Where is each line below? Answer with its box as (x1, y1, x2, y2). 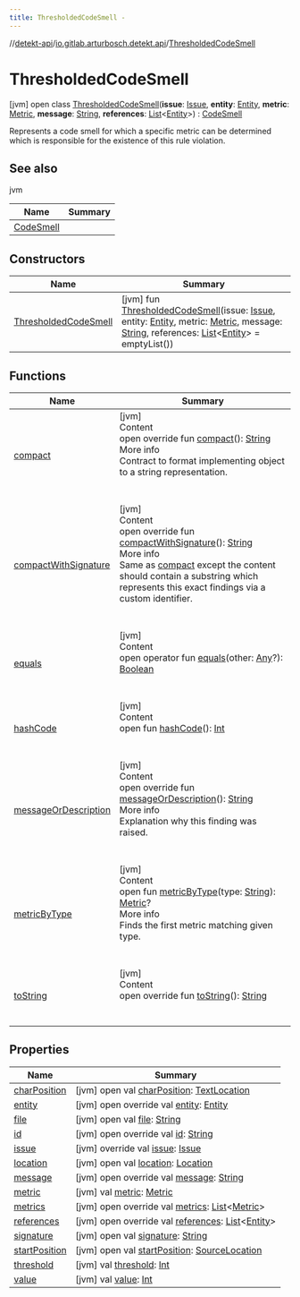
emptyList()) (121, 337, 174, 350)
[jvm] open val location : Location (75, 1156, 213, 1169)
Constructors (9, 252, 86, 267)
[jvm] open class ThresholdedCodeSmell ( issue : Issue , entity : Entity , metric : (9, 98, 290, 109)
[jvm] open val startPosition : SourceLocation (75, 1243, 262, 1256)
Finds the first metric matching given (119, 919, 274, 931)
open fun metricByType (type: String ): (119, 885, 276, 898)
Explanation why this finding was (119, 815, 257, 827)
